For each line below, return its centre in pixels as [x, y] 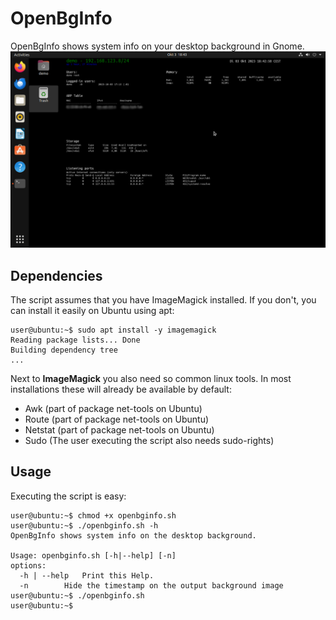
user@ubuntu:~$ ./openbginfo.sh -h [84, 525]
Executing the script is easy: [68, 496]
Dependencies [56, 275]
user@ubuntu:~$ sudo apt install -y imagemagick [113, 330]
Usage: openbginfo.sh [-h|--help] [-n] [93, 555]
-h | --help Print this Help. [87, 575]
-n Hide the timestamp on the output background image [151, 585]
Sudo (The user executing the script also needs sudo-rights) [149, 441]
